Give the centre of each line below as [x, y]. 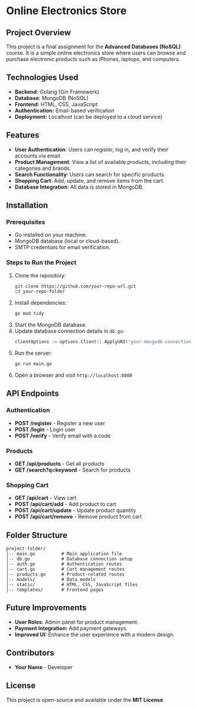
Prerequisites [26, 222]
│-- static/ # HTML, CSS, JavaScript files [72, 585]
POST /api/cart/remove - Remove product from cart [78, 517]
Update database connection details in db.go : [69, 331]
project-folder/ [26, 549]
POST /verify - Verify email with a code [62, 436]
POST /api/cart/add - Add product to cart [65, 504]
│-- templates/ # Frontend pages [55, 590]
